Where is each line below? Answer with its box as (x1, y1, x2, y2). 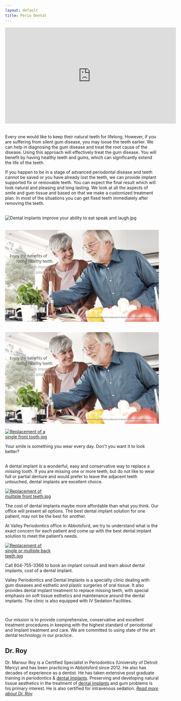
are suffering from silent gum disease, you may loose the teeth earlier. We (5, 139, 154, 145)
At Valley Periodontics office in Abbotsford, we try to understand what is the (5, 523, 158, 529)
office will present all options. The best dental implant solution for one (5, 508, 145, 514)
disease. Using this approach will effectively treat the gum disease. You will (5, 149, 157, 155)
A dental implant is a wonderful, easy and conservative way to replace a (5, 463, 150, 469)
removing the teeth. (5, 200, 45, 206)
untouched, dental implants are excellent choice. (5, 479, 103, 485)
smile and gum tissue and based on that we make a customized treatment (5, 190, 154, 195)
